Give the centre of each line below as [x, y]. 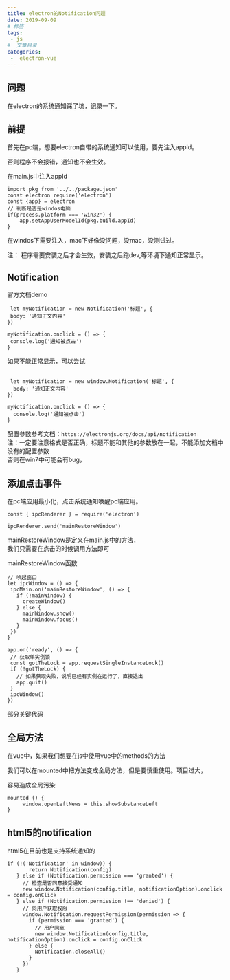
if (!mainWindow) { [44, 596]
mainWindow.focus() [50, 620]
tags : [15, 33]
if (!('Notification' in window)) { [59, 864]
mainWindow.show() [49, 613]
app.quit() [32, 682]
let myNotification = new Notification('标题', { [81, 309]
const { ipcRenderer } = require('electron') [73, 514]
